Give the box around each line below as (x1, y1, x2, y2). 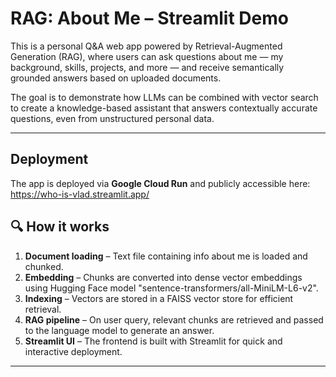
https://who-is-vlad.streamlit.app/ (10, 188, 150, 200)
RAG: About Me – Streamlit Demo (10, 7, 289, 30)
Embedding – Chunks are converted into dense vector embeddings (24, 271, 303, 283)
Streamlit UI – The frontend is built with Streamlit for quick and (24, 335, 283, 347)
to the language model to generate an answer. (24, 324, 215, 336)
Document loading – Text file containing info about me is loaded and (24, 250, 308, 262)
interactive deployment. (24, 345, 123, 357)
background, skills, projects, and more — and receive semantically (10, 61, 285, 73)
